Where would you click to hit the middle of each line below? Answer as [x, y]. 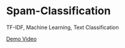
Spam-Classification [59, 11]
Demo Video [22, 39]
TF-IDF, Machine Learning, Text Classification [62, 27]
